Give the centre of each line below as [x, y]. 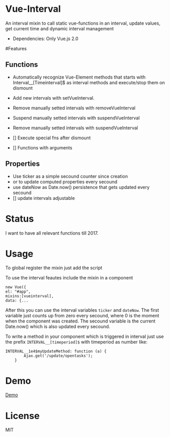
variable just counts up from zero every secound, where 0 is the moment [82, 316]
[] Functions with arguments [43, 147]
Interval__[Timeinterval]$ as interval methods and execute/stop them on [89, 82]
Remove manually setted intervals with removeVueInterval [74, 108]
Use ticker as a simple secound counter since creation [70, 176]
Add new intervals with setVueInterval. [54, 98]
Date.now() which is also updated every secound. [58, 327]
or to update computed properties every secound [65, 182]
